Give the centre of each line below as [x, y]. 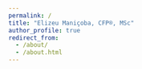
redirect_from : [34, 38]
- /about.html [39, 52]
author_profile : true [45, 30]
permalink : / [30, 15]
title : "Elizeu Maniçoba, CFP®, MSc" [71, 23]
